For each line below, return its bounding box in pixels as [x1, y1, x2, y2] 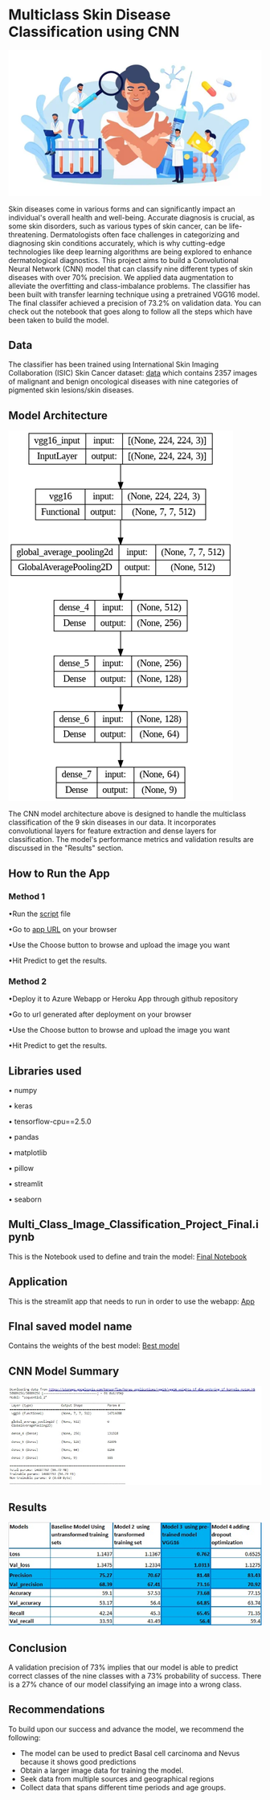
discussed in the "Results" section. [8, 843, 124, 853]
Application [8, 1275, 68, 1288]
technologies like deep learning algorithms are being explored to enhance [8, 247, 252, 257]
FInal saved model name [8, 1320, 133, 1333]
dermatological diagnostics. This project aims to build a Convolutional [8, 255, 239, 265]
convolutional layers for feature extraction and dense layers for [8, 826, 217, 836]
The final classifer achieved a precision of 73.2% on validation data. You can [8, 298, 262, 307]
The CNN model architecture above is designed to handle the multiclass [8, 809, 247, 819]
